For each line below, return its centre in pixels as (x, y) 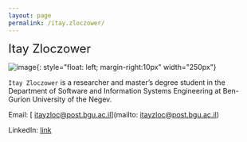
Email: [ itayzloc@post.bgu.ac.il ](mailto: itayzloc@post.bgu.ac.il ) (114, 114)
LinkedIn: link (30, 130)
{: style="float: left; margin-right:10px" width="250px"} (126, 67)
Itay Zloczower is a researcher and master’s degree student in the (117, 82)
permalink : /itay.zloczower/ (57, 23)
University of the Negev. (72, 99)
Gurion (20, 99)
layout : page (30, 15)
